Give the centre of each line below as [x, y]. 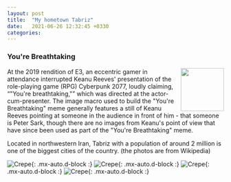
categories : [24, 33]
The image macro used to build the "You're [113, 101]
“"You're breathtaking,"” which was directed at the [78, 93]
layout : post [26, 13]
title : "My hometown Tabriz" [51, 20]
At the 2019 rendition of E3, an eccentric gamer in [77, 71]
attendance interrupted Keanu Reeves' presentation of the [89, 79]
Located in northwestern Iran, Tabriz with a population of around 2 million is [114, 143]
